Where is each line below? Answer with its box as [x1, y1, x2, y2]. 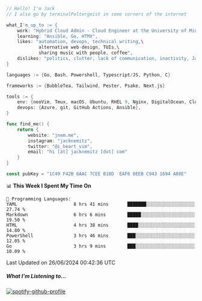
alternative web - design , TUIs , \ [38, 44, 120, 50]
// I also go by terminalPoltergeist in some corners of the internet [6, 11, 187, 17]
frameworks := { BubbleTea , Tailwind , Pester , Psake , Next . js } [6, 83, 165, 89]
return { [17, 127, 39, 133]
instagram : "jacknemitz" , [28, 138, 93, 144]
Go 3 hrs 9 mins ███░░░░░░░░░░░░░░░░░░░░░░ [6, 243, 195, 249]
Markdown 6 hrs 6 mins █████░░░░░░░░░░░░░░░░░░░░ [6, 212, 195, 218]
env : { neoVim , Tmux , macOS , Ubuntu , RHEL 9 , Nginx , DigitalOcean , [17, 99, 187, 105]
